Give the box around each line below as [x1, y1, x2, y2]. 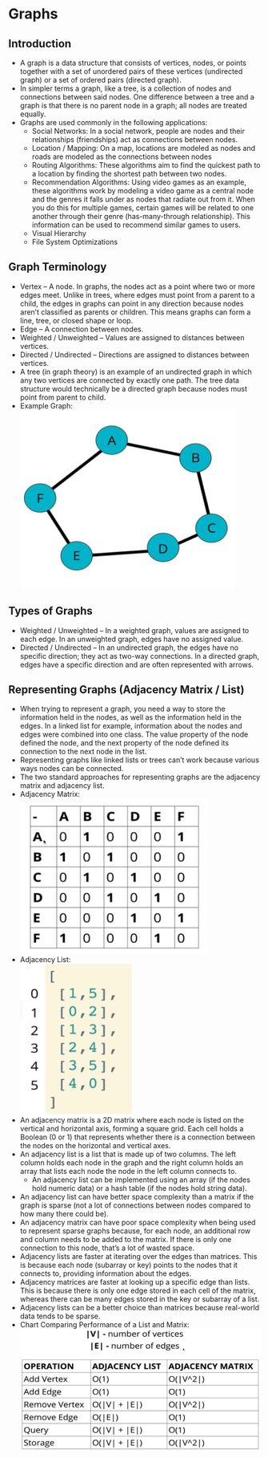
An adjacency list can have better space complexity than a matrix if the [19, 1192, 254, 1202]
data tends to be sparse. [19, 1311, 101, 1321]
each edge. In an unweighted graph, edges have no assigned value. [19, 634, 244, 644]
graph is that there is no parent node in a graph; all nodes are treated [19, 101, 248, 110]
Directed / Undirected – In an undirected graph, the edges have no [19, 643, 238, 652]
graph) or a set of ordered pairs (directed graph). [19, 75, 182, 84]
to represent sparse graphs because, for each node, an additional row [19, 1226, 251, 1236]
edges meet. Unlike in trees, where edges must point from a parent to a [19, 290, 255, 299]
